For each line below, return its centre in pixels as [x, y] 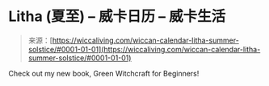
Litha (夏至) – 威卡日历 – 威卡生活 [117, 16]
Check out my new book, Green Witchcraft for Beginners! [104, 73]
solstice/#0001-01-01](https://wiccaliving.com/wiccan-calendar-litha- [144, 49]
